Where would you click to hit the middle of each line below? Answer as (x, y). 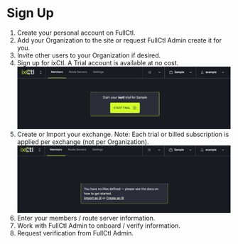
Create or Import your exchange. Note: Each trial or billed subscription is (123, 134)
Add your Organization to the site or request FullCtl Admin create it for (119, 40)
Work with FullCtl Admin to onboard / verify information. (98, 226)
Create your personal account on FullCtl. (76, 33)
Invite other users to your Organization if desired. (89, 55)
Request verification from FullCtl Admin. (75, 233)
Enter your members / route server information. (86, 218)
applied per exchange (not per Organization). (83, 142)
